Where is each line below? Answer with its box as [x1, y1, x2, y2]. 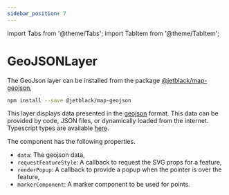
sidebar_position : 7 [7, 10, 67, 17]
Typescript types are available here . [7, 124, 109, 132]
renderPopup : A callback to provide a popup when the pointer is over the [17, 165, 222, 174]
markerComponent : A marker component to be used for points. [17, 180, 190, 189]
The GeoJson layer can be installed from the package [7, 76, 161, 84]
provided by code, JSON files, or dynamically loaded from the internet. [7, 117, 209, 125]
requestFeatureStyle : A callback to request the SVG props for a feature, [17, 158, 222, 167]
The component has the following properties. [7, 138, 136, 146]
